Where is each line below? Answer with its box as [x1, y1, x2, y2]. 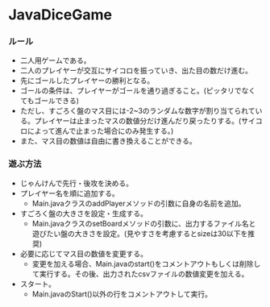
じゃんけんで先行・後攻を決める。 [19, 178, 134, 188]
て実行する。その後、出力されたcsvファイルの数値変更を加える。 [31, 268, 249, 279]
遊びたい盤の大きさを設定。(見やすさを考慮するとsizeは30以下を [31, 228, 248, 239]
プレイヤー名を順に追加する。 [19, 188, 119, 198]
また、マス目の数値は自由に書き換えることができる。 [19, 136, 197, 146]
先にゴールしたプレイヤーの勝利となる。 [19, 76, 155, 85]
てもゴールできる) [19, 96, 79, 106]
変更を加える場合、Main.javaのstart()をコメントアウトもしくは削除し [31, 259, 261, 268]
